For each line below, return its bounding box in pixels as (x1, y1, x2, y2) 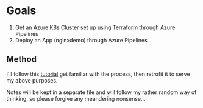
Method (6, 54, 37, 64)
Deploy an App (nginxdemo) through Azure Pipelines (15, 36, 148, 44)
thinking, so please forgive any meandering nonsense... (6, 95, 146, 102)
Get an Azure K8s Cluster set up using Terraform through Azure (15, 24, 176, 31)
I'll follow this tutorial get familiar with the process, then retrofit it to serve (6, 70, 190, 78)
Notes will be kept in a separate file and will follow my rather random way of (6, 89, 197, 96)
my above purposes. (6, 76, 58, 84)
